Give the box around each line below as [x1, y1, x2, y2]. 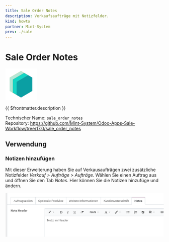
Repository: [5, 120, 29, 126]
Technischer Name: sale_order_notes [5, 115, 83, 121]
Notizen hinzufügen [5, 155, 55, 162]
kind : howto [5, 19, 30, 24]
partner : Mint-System [5, 24, 51, 29]
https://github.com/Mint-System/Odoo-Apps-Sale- [30, 120, 135, 126]
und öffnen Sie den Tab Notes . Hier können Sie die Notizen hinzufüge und [5, 177, 158, 183]
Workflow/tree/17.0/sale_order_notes [5, 126, 81, 132]
